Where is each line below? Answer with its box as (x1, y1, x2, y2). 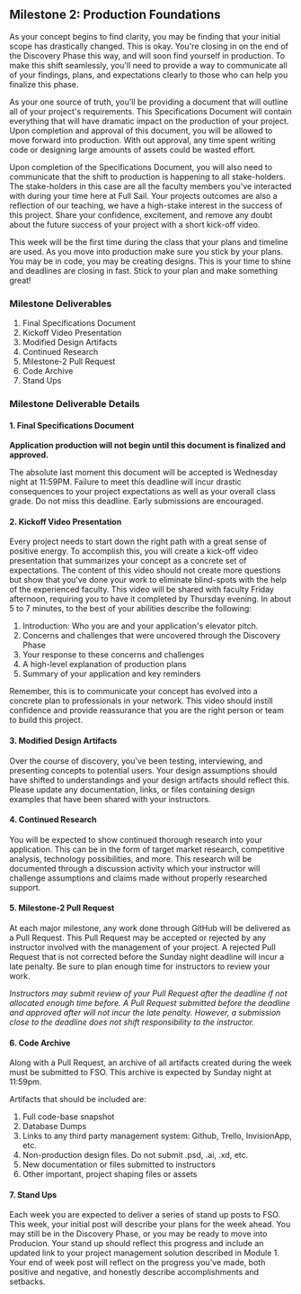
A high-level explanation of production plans (22, 659, 187, 670)
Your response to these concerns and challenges (22, 649, 205, 660)
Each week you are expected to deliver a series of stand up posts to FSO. (9, 1209, 281, 1220)
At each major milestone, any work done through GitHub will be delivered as (9, 923, 291, 934)
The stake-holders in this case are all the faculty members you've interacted (9, 180, 292, 192)
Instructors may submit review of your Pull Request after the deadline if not (9, 988, 288, 999)
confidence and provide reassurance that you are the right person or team (9, 705, 285, 716)
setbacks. (9, 1276, 46, 1287)
